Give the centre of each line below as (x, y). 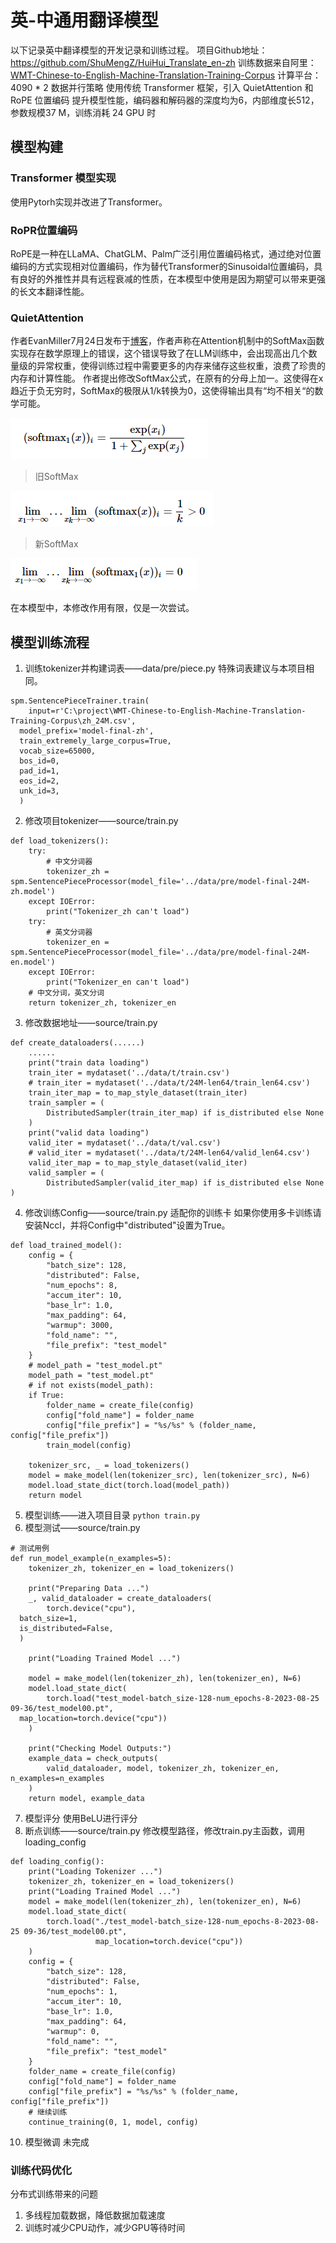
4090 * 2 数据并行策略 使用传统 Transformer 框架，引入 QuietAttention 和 (162, 87)
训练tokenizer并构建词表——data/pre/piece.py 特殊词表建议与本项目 (165, 668)
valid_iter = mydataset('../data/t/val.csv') (125, 1143)
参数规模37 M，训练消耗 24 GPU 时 (83, 112)
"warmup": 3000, (80, 1326)
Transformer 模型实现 (63, 178)
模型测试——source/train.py (82, 1528)
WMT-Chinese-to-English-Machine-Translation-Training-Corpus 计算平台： (166, 75)
